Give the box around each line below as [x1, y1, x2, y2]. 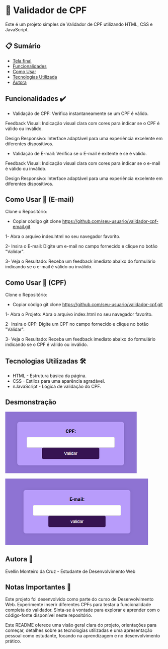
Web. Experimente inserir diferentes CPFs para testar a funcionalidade [5, 602, 151, 608]
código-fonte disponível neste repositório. [5, 612, 93, 618]
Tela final [12, 57, 32, 64]
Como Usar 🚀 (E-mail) [5, 195, 74, 204]
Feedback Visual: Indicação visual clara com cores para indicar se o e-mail [5, 160, 160, 166]
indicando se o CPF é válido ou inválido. [5, 341, 88, 347]
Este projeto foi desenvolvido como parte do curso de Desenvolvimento [5, 596, 154, 602]
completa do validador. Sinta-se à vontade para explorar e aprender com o [5, 607, 160, 613]
